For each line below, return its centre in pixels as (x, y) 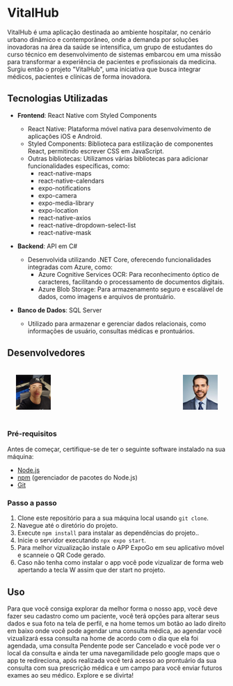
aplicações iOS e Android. (65, 136)
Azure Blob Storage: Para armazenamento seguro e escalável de (131, 289)
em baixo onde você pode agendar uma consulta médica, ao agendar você (115, 631)
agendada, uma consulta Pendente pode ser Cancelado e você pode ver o (114, 646)
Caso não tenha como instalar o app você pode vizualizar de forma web (120, 563)
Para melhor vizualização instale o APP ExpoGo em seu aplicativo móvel (121, 548)
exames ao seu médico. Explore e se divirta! (71, 675)
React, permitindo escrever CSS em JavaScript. (96, 151)
